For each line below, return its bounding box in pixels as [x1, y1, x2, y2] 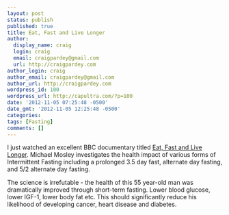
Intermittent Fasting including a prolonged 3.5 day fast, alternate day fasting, [7, 158, 223, 166]
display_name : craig [13, 42, 72, 49]
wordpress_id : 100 [7, 86, 59, 93]
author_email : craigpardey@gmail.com [7, 73, 115, 81]
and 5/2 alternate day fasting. [7, 165, 90, 173]
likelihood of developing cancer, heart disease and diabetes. [7, 200, 177, 209]
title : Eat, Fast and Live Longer [7, 29, 106, 36]
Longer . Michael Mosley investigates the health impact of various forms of [7, 151, 217, 159]
